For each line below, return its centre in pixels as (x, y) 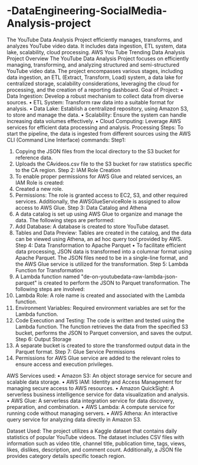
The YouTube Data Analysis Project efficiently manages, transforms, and (95, 39)
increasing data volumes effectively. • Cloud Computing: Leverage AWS (94, 121)
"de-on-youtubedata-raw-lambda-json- (129, 276)
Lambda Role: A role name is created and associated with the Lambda (100, 295)
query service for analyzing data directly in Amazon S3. (74, 419)
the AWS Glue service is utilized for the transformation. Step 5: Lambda (102, 264)
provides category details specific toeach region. (66, 456)
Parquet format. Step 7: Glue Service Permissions (75, 351)
